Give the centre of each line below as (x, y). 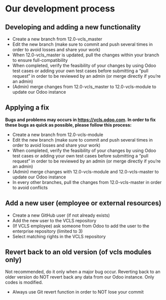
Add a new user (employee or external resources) (83, 203)
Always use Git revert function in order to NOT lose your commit (78, 292)
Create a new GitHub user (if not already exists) (61, 215)
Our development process (60, 9)
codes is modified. (24, 283)
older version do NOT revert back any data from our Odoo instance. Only (80, 277)
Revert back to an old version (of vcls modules (78, 252)
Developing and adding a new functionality (73, 27)
